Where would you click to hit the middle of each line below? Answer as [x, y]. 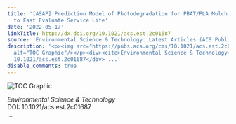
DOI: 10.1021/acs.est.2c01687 [50, 106]
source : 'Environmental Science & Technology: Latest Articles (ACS [110, 40]
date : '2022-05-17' [36, 27]
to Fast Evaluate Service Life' [61, 20]
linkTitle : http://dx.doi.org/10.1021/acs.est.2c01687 [89, 33]
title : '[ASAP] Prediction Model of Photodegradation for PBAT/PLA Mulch [118, 14]
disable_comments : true [42, 66]
